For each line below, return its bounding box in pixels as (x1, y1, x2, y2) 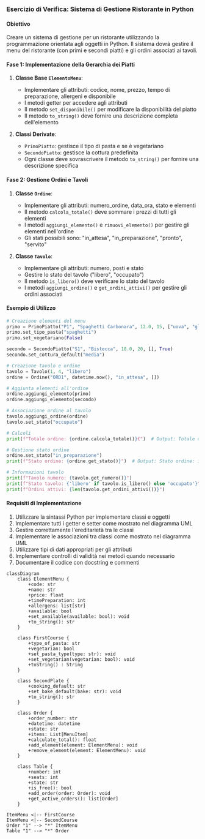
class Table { (17, 763, 53, 770)
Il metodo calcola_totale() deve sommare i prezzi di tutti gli (24, 208, 177, 216)
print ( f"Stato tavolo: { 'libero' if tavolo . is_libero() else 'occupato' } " (6, 480, 201, 487)
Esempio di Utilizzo (6, 304, 56, 312)
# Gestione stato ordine (6, 446, 70, 453)
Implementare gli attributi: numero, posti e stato (24, 264, 144, 271)
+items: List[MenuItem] (28, 731, 88, 737)
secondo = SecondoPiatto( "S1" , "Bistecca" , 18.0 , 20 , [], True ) (6, 346, 173, 352)
